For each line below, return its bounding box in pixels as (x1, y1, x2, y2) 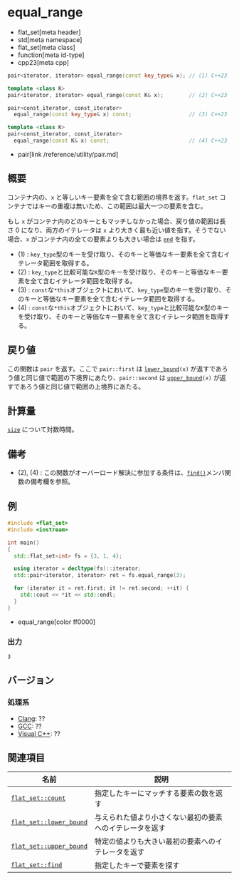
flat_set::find (11, 861, 63, 869)
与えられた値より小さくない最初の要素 (94, 812, 223, 822)
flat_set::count (11, 794, 66, 802)
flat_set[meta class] (17, 43, 76, 51)
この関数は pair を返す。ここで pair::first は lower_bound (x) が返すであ (7, 364, 222, 373)
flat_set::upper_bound (11, 842, 87, 851)
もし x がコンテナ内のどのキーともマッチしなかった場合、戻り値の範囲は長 (7, 217, 226, 225)
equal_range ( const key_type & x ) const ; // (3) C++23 (14, 111, 228, 118)
